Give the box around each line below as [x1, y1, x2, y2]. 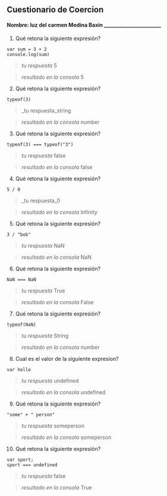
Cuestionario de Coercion [7, 5, 104, 15]
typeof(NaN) [7, 322, 36, 327]
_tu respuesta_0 [21, 196, 61, 204]
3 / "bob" [7, 232, 31, 238]
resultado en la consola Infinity [21, 208, 97, 216]
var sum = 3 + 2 [7, 46, 47, 52]
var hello [7, 366, 31, 373]
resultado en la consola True [21, 483, 92, 491]
